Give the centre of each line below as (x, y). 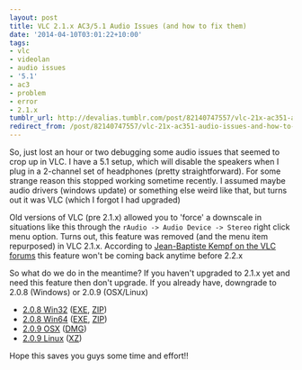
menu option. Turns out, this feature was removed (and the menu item (138, 236)
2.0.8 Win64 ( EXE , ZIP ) (65, 319)
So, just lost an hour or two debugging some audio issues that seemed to (145, 152)
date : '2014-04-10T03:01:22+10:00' (76, 34)
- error (24, 101)
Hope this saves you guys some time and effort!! (99, 356)
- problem (28, 93)
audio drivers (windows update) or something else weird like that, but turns (148, 190)
